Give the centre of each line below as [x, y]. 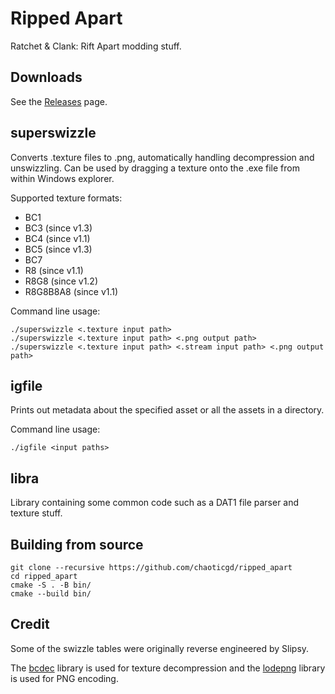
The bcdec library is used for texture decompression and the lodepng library [168, 668]
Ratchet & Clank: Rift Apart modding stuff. [96, 46]
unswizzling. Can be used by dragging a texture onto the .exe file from [155, 168]
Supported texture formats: [66, 198]
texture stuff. [36, 513]
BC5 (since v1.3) [58, 249]
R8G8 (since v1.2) [61, 281]
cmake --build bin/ [51, 594]
